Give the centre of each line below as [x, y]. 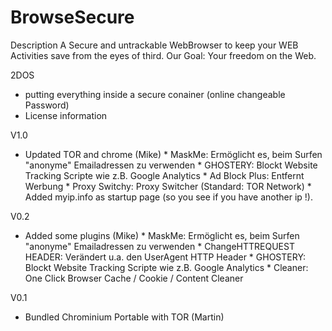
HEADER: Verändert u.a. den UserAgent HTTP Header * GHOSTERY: [165, 257]
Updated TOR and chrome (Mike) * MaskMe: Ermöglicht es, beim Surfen [173, 154]
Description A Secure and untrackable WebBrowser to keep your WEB [154, 45]
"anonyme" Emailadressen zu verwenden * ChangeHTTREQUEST [159, 246]
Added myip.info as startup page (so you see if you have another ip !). [169, 197]
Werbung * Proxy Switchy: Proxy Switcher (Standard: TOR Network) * [168, 186]
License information [66, 115]
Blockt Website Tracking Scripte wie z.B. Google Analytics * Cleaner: [166, 267]
